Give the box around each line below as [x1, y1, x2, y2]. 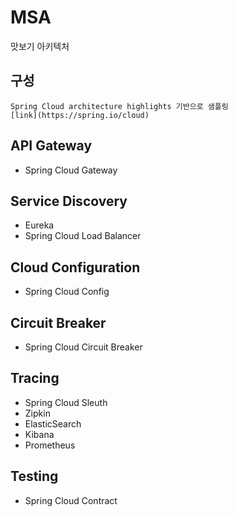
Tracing [10, 370, 60, 387]
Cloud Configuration [10, 259, 141, 276]
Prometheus [24, 439, 76, 451]
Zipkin [24, 407, 51, 419]
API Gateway [10, 137, 93, 155]
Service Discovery [10, 192, 128, 210]
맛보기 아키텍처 [10, 40, 70, 52]
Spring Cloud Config [24, 286, 110, 298]
